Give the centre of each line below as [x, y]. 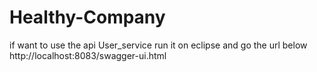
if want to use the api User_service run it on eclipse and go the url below [158, 45]
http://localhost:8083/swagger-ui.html [88, 55]
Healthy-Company [87, 17]
